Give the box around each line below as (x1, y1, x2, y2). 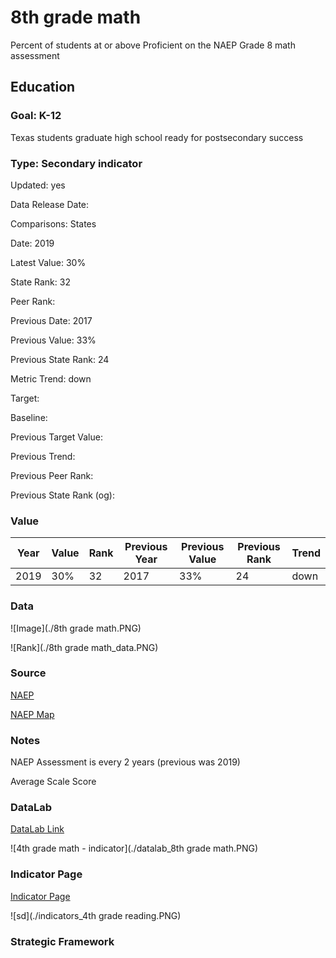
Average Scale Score (10, 776, 97, 788)
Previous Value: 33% (10, 334, 97, 346)
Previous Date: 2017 (10, 314, 93, 326)
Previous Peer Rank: (10, 469, 94, 481)
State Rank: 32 (10, 276, 71, 288)
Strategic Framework (10, 934, 115, 948)
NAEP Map (10, 708, 55, 720)
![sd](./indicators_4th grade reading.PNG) (10, 909, 182, 921)
